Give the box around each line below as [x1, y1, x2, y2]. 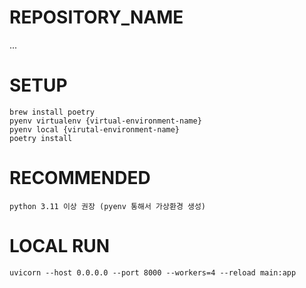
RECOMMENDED [9, 167, 151, 190]
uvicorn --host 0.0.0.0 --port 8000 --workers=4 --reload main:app [9, 267, 297, 278]
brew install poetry [9, 107, 96, 117]
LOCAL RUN [9, 235, 111, 257]
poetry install [9, 133, 73, 143]
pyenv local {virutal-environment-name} [9, 124, 181, 135]
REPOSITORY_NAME [9, 6, 184, 29]
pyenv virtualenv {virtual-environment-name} [9, 116, 202, 126]
